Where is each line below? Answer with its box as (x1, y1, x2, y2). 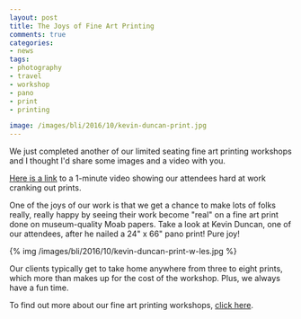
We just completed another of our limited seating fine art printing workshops (9, 146, 292, 157)
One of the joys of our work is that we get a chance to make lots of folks (9, 199, 277, 211)
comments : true (9, 30, 66, 39)
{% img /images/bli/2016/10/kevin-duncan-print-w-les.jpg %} (9, 246, 237, 257)
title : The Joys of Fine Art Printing (9, 22, 155, 31)
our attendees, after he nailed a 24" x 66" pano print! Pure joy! (9, 228, 240, 239)
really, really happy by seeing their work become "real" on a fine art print (9, 209, 279, 220)
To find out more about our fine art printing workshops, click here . (9, 300, 254, 311)
